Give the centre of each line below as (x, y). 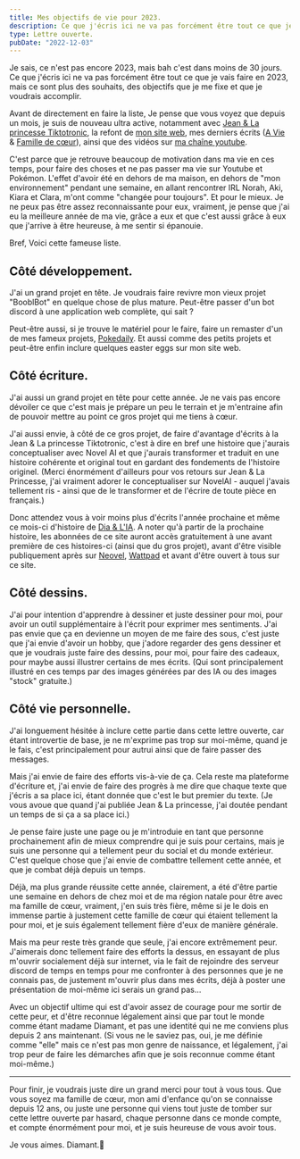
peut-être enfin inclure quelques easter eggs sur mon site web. (125, 348)
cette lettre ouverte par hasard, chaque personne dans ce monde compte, (146, 1118)
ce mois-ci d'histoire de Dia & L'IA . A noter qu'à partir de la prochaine (137, 527)
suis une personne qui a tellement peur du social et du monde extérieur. (142, 850)
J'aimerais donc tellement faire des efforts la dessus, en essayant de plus (145, 951)
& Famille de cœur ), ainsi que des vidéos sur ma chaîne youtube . (129, 142)
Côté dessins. (49, 593)
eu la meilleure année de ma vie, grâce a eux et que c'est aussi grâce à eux (148, 216)
